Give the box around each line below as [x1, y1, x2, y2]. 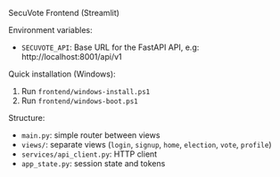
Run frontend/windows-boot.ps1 [21, 95, 139, 106]
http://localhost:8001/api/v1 [21, 52, 122, 61]
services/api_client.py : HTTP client [21, 149, 158, 159]
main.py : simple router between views [21, 130, 161, 141]
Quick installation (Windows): [8, 68, 117, 79]
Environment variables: [8, 25, 93, 35]
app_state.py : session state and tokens [21, 158, 166, 168]
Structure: [8, 113, 45, 123]
